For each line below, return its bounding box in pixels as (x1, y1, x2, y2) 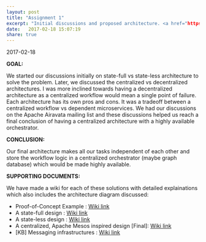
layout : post (6, 9, 40, 15)
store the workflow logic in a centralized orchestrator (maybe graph (6, 154, 177, 162)
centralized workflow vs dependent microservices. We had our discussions (6, 105, 196, 112)
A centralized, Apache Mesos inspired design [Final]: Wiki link (15, 222, 172, 230)
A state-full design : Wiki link (15, 209, 88, 217)
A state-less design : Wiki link (15, 216, 90, 223)
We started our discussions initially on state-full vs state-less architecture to (6, 72, 199, 79)
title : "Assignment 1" (6, 15, 64, 21)
